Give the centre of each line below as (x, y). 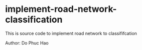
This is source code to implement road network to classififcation (71, 33)
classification (34, 20)
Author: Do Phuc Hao (27, 43)
